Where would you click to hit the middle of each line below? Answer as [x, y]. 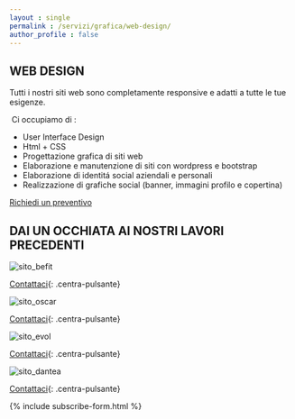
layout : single [40, 18]
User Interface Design [63, 137]
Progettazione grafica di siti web [83, 156]
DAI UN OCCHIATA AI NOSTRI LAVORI [117, 231]
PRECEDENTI [47, 245]
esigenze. [28, 102]
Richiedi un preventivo [51, 203]
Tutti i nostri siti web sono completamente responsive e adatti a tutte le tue [148, 93]
